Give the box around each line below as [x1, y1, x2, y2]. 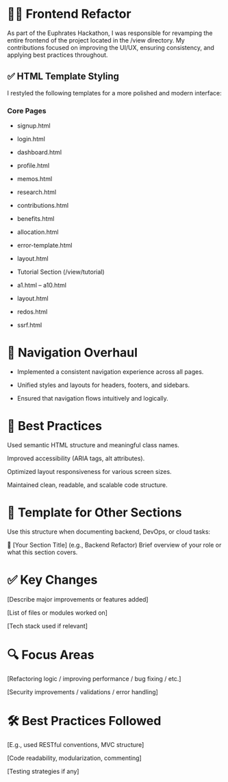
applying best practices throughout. [7, 51, 108, 59]
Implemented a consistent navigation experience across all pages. [16, 367, 204, 376]
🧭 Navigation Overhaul [7, 345, 138, 361]
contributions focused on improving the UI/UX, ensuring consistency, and [7, 43, 214, 51]
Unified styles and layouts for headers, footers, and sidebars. [16, 381, 190, 389]
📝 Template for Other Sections [7, 505, 182, 521]
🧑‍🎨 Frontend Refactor [7, 6, 131, 22]
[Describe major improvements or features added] [7, 595, 149, 603]
